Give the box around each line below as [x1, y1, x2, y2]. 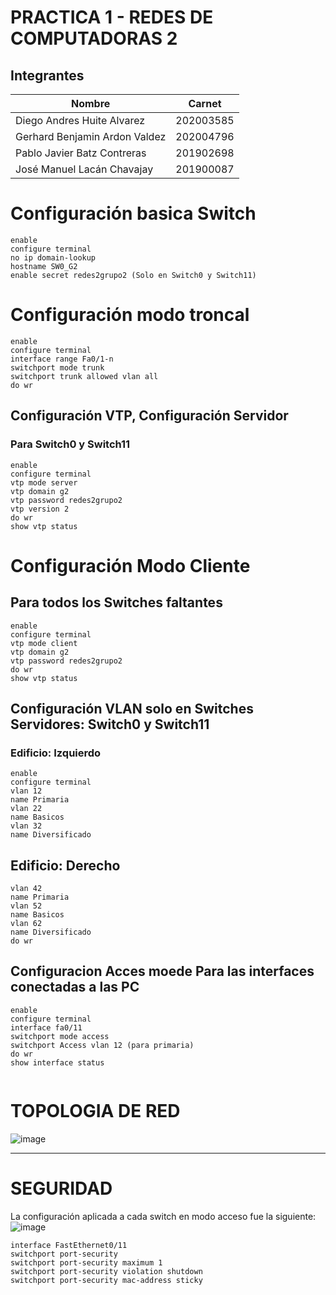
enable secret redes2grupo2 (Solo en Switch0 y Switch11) [10, 270, 257, 280]
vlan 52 [10, 901, 43, 911]
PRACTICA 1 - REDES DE [10, 6, 214, 29]
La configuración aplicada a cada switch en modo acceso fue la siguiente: [10, 1210, 317, 1222]
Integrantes [10, 67, 85, 84]
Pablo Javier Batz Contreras [15, 146, 147, 160]
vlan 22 [10, 804, 43, 814]
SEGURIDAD [10, 1177, 113, 1200]
